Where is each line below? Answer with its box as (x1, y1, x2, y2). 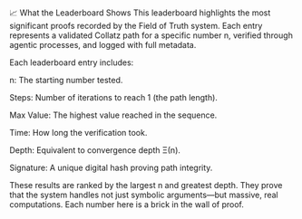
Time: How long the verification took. (9, 128, 148, 138)
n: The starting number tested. (9, 75, 123, 85)
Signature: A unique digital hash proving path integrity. (9, 162, 213, 173)
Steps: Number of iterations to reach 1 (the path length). (9, 92, 218, 102)
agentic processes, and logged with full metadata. (9, 40, 197, 50)
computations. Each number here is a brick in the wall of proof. (9, 199, 245, 210)
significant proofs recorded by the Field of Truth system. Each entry (9, 21, 263, 31)
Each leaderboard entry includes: (9, 57, 134, 68)
